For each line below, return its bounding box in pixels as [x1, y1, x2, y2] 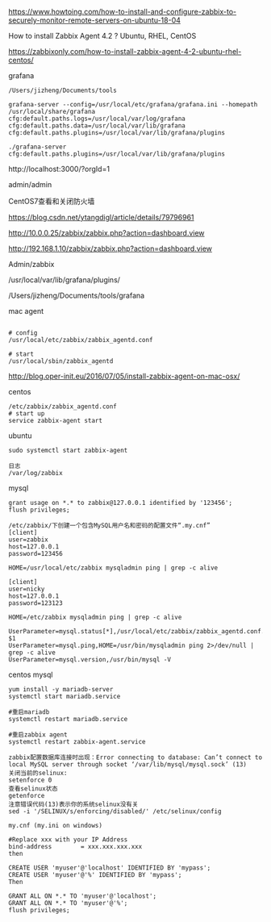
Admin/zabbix [8, 260, 55, 269]
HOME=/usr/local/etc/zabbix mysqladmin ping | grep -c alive [8, 564, 219, 572]
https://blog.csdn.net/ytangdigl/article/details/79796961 [8, 213, 195, 222]
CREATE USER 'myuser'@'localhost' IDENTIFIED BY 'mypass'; [8, 864, 211, 872]
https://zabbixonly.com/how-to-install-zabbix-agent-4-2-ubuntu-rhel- [8, 47, 242, 56]
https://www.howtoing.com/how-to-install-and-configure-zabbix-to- [8, 7, 237, 16]
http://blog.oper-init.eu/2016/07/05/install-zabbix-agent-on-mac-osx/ [8, 371, 240, 381]
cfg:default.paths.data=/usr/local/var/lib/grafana [8, 122, 186, 130]
